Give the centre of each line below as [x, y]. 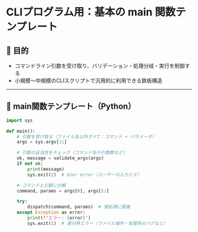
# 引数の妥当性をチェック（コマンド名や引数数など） [72, 153]
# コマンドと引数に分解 [41, 185]
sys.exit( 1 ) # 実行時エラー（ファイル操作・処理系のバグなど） [98, 223]
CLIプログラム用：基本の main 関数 [91, 12]
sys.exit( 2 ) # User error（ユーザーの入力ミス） [84, 175]
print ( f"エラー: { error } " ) [59, 218]
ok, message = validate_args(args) [60, 158]
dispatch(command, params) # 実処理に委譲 [79, 207]
